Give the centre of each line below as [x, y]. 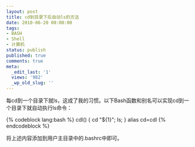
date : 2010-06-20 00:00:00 [39, 22]
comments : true [25, 61]
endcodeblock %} [28, 126]
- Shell [16, 39]
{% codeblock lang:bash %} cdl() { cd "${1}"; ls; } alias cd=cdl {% [86, 120]
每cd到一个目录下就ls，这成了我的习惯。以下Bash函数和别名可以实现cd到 [95, 100]
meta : [13, 66]
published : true [26, 55]
